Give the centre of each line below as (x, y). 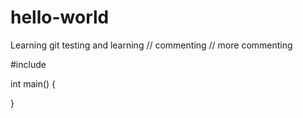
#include (28, 64)
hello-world (60, 17)
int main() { (33, 83)
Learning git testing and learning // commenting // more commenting (151, 45)
